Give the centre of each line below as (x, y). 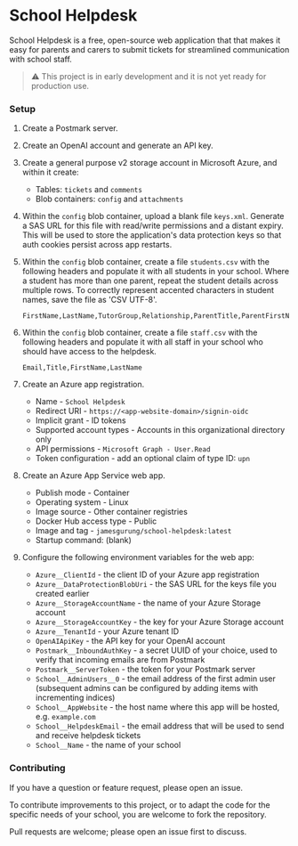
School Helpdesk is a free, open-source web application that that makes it (145, 40)
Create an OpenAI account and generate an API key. (117, 146)
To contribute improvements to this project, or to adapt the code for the (140, 805)
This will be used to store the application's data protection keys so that (152, 235)
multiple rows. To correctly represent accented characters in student (148, 290)
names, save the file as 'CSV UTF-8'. (89, 300)
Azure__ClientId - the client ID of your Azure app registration (147, 574)
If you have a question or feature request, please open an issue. (126, 787)
